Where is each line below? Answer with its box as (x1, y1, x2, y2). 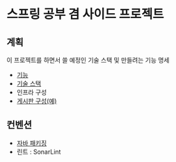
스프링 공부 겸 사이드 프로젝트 (6, 6, 164, 22)
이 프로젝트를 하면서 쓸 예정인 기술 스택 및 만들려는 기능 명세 (6, 56, 170, 64)
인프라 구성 (16, 88, 47, 96)
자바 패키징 (16, 138, 47, 147)
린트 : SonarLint (16, 147, 61, 156)
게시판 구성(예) (16, 97, 57, 105)
